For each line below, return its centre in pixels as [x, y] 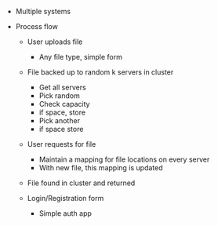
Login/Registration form [65, 198]
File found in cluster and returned [81, 183]
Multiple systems [43, 11]
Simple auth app [65, 213]
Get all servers [62, 87]
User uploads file [55, 42]
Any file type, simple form [81, 57]
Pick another [60, 120]
